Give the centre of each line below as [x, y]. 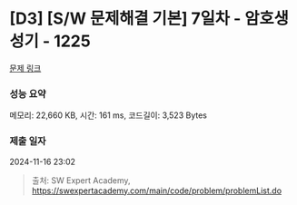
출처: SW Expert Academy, [81, 180]
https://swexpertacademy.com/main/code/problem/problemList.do [157, 190]
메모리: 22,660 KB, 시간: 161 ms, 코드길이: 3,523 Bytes [108, 115]
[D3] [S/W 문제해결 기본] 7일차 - [125, 19]
